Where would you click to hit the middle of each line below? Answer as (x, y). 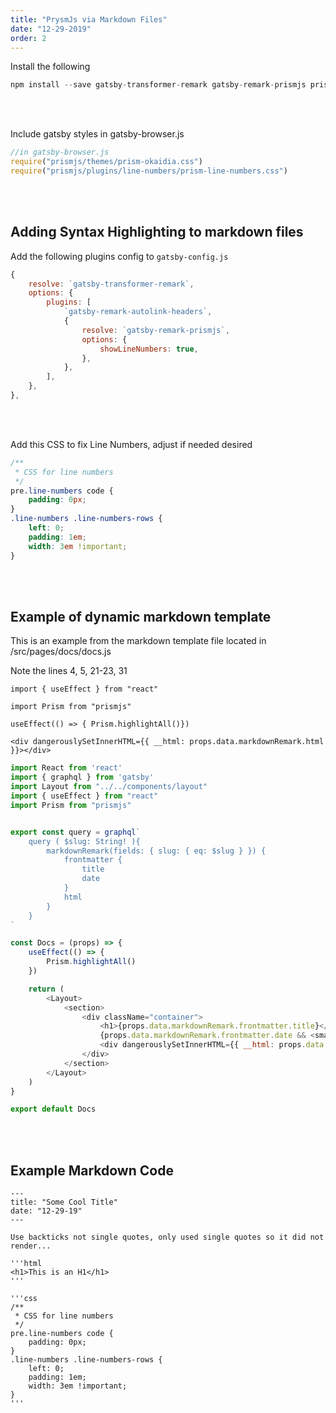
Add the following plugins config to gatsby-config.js (119, 256)
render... (31, 1246)
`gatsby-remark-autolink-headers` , (138, 312)
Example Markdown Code (92, 1170)
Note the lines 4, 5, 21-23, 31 (69, 671)
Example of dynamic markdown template (141, 616)
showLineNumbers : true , (149, 349)
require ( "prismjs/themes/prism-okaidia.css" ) (106, 162)
